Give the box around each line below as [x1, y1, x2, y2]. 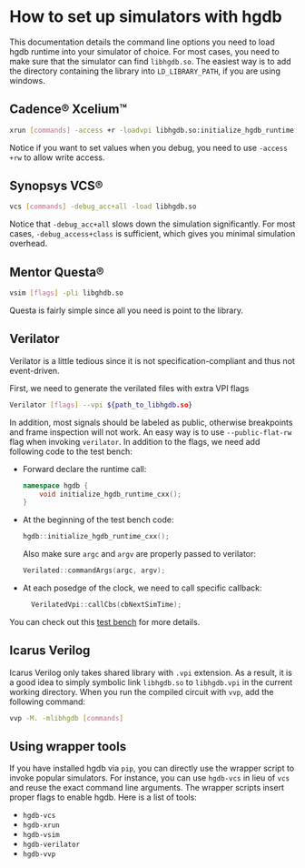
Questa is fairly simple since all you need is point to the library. [9, 305, 243, 316]
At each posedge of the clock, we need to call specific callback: [22, 582, 262, 593]
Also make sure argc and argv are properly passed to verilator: [22, 549, 257, 560]
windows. [9, 75, 45, 86]
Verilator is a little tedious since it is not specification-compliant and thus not [9, 355, 295, 366]
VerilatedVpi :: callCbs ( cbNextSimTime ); [31, 601, 182, 610]
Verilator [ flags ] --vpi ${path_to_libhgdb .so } [9, 400, 193, 409]
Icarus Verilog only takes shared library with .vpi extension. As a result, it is [9, 667, 292, 678]
